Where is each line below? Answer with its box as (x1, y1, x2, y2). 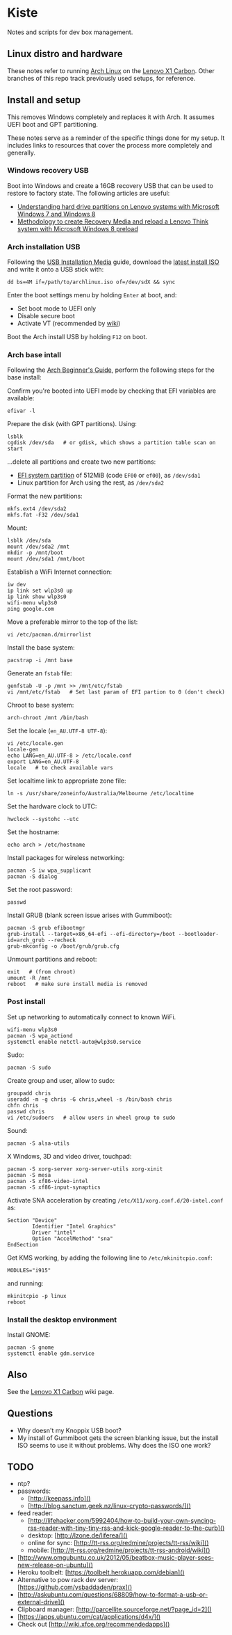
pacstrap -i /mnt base (7, 657, 73, 664)
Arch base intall (7, 350, 61, 360)
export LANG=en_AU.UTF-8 (7, 758, 79, 765)
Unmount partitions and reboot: (7, 955, 97, 964)
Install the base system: (7, 643, 75, 652)
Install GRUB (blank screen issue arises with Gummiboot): (7, 911, 172, 920)
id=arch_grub (7, 937, 45, 944)
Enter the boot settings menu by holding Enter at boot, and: (7, 291, 177, 299)
